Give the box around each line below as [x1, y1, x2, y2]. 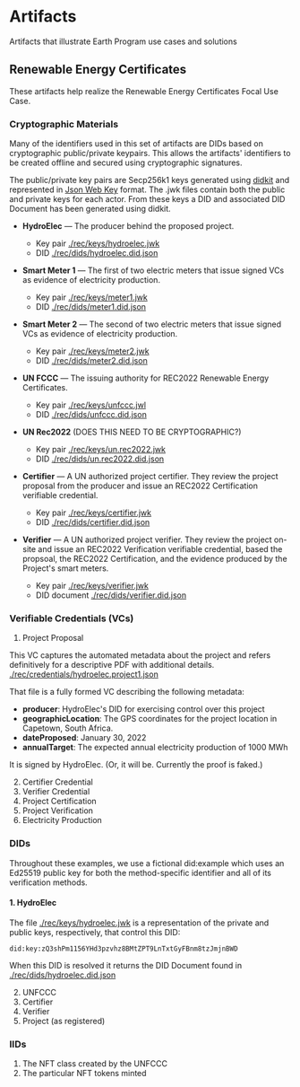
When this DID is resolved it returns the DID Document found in [9, 960, 243, 970]
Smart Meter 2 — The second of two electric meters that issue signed [21, 319, 282, 329]
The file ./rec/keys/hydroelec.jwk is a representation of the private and [9, 917, 270, 928]
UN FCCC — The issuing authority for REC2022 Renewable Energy [21, 373, 270, 383]
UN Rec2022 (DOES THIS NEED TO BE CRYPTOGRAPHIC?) [21, 426, 242, 437]
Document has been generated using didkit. [9, 204, 172, 215]
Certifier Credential [21, 776, 94, 787]
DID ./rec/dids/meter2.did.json [35, 355, 148, 366]
